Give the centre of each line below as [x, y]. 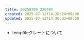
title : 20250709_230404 [29, 9]
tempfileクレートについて [37, 33]
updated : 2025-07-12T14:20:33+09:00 [42, 18]
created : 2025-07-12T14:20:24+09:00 [42, 14]
